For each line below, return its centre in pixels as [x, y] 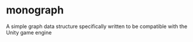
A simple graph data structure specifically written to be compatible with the [97, 26]
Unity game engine [29, 32]
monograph [35, 10]
